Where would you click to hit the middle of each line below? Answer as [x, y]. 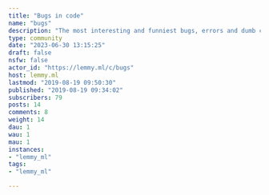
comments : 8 [28, 113]
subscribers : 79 [35, 97]
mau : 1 [19, 142]
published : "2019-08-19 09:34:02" [66, 90]
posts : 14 [25, 105]
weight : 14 [26, 120]
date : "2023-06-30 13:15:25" [57, 46]
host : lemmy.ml [34, 75]
